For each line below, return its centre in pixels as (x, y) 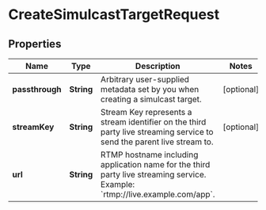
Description (158, 66)
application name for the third (155, 164)
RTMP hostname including (149, 155)
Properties (35, 44)
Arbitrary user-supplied (145, 79)
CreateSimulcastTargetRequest (114, 15)
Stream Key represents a (146, 112)
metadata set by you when (150, 89)
